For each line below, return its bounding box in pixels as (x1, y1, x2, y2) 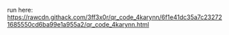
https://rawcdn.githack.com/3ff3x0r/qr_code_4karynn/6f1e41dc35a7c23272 (7, 13, 222, 21)
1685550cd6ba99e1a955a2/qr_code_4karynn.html (7, 21, 149, 28)
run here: (7, 6, 33, 14)
